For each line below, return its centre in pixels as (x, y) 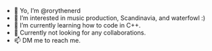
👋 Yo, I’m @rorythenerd (47, 11)
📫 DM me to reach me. (47, 40)
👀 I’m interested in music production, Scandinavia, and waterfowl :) (109, 18)
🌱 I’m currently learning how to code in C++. (77, 25)
